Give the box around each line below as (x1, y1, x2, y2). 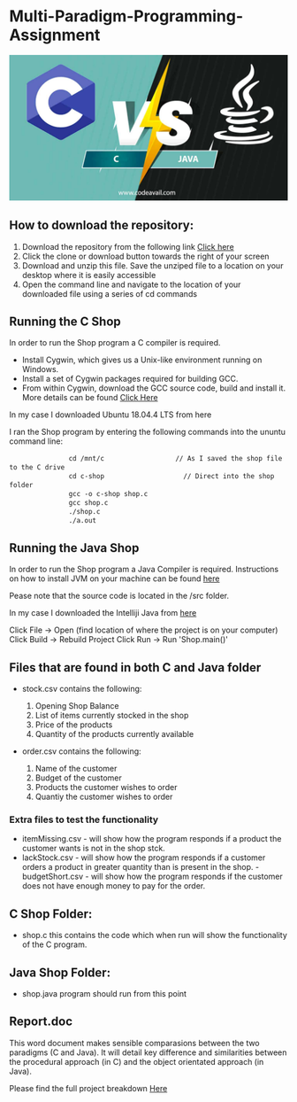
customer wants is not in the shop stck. (21, 843, 165, 854)
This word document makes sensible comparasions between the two (9, 1037, 261, 1048)
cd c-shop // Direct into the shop (68, 472, 275, 481)
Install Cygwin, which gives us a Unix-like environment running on (21, 354, 263, 365)
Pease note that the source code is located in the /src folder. (9, 591, 230, 601)
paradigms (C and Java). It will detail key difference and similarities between (9, 1047, 287, 1058)
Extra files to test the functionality (9, 813, 159, 826)
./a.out (68, 516, 97, 525)
